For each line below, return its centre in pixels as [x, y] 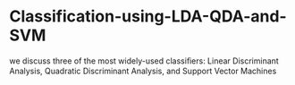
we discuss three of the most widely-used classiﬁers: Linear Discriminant [144, 61]
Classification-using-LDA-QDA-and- [148, 17]
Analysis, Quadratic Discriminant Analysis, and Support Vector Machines [143, 71]
